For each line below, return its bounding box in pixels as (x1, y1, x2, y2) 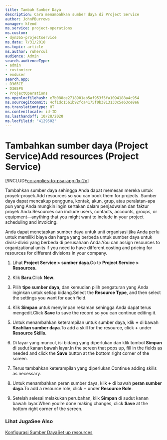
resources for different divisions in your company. (5, 250, 108, 256)
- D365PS (5, 86, 23, 91)
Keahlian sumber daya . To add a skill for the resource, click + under (12, 324, 152, 330)
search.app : (5, 77, 30, 82)
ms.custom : (5, 30, 28, 35)
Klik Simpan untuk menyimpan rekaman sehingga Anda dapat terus (12, 304, 151, 310)
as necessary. (12, 370, 41, 376)
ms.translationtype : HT (5, 105, 55, 110)
